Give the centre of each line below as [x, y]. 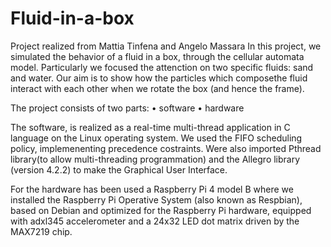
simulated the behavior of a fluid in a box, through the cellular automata [157, 56]
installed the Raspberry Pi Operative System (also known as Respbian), [156, 199]
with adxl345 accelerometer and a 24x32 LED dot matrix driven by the [155, 221]
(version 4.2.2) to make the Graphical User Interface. [119, 169]
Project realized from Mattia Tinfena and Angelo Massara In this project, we [166, 46]
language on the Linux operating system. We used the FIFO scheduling [156, 138]
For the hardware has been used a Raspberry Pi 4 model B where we [152, 189]
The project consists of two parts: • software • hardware [127, 108]
